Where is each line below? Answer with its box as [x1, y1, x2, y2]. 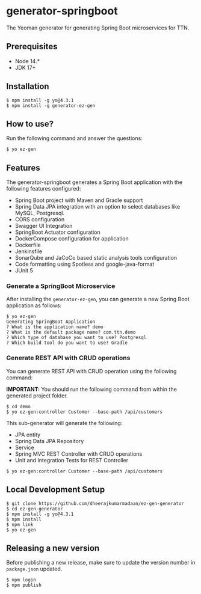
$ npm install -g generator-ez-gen [6, 102, 96, 109]
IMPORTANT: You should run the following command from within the [6, 385, 178, 393]
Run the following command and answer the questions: [6, 135, 143, 142]
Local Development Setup [6, 485, 105, 495]
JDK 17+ [14, 64, 36, 71]
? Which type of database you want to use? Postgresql [6, 335, 147, 341]
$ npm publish [6, 582, 42, 589]
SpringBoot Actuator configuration [14, 228, 100, 236]
